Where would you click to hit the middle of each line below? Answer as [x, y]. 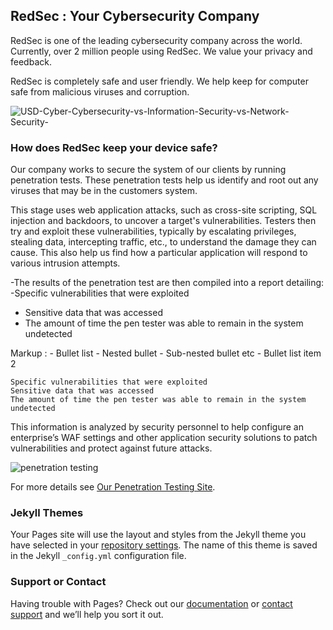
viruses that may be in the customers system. [104, 191]
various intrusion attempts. [65, 263]
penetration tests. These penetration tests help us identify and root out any [164, 180]
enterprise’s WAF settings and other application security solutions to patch [164, 438]
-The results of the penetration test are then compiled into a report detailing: [167, 283]
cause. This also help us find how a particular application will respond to [159, 253]
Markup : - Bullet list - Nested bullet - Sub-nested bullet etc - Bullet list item [166, 353]
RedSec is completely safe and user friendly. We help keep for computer [159, 81]
